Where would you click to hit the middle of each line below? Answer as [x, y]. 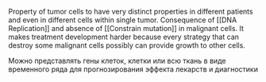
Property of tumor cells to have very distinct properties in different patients [131, 12]
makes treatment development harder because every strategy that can [124, 37]
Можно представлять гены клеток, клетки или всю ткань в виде [117, 61]
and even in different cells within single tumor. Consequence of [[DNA [123, 20]
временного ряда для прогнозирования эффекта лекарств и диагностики [133, 69]
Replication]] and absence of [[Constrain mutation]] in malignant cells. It [126, 28]
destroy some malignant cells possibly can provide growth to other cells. [127, 45]
